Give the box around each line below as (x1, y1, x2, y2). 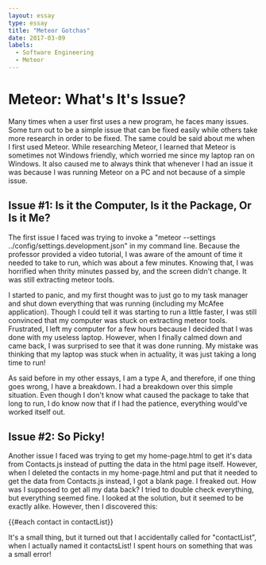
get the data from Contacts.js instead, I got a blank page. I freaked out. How (8, 477, 256, 486)
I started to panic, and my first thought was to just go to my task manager (8, 290, 249, 299)
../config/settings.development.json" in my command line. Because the (8, 240, 241, 251)
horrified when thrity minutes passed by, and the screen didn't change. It (8, 266, 248, 275)
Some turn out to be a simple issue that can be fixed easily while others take (8, 125, 258, 134)
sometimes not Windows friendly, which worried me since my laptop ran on (8, 150, 256, 160)
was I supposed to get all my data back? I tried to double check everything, (8, 485, 254, 494)
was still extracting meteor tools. (8, 275, 115, 284)
